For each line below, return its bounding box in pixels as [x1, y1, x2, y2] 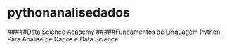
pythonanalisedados [7, 5, 130, 21]
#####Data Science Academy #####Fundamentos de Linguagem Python [7, 28, 221, 36]
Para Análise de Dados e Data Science [7, 35, 119, 43]
